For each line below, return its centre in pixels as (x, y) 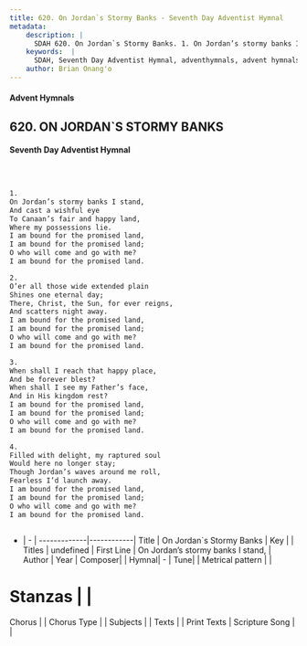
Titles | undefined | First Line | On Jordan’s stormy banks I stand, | (147, 550)
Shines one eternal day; (57, 295)
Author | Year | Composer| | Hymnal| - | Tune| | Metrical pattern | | (147, 559)
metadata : (28, 26)
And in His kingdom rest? (58, 397)
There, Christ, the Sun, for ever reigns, (91, 303)
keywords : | (51, 52)
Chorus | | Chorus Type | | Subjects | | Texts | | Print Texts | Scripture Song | (152, 621)
